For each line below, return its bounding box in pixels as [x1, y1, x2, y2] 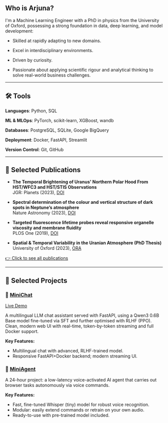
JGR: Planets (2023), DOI [12, 190, 64, 196]
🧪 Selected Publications [5, 166, 81, 174]
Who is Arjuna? [5, 4, 54, 13]
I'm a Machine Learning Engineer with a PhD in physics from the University [5, 17, 159, 23]
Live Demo [5, 303, 27, 309]
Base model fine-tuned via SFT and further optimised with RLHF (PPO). [5, 318, 152, 324]
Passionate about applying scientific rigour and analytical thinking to [12, 67, 153, 73]
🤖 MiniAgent [5, 365, 36, 372]
